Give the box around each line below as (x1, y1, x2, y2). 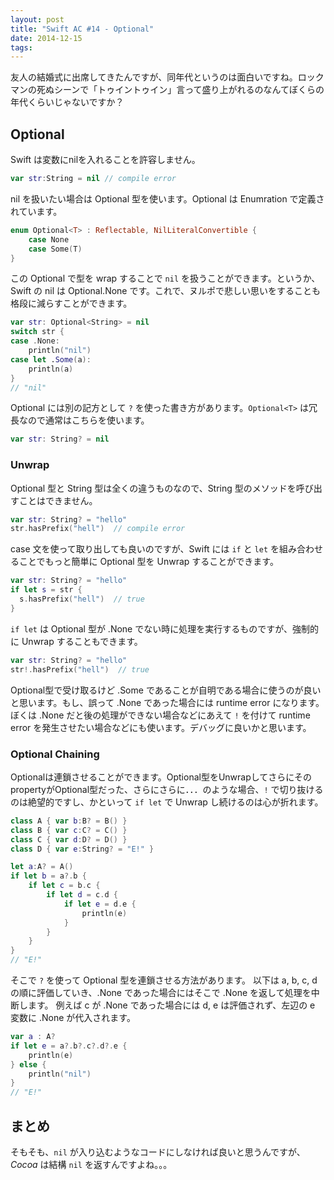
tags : (10, 42, 33, 53)
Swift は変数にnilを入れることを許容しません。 (10, 154, 201, 166)
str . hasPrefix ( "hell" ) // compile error (10, 524, 186, 534)
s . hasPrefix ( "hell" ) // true (19, 594, 145, 605)
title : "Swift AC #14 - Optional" (10, 24, 155, 34)
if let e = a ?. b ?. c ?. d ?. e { (10, 1041, 128, 1051)
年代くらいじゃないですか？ (10, 96, 125, 108)
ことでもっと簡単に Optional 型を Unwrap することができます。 (18, 556, 279, 568)
